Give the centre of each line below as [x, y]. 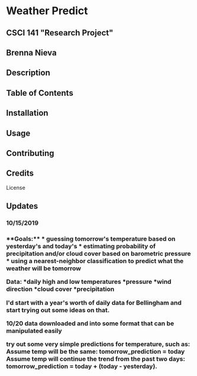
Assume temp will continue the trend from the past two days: [96, 359]
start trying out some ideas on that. [58, 310]
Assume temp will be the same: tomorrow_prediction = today [96, 352]
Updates [22, 206]
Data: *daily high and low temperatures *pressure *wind [89, 282]
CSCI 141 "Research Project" [60, 33]
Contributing [30, 153]
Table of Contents [40, 93]
